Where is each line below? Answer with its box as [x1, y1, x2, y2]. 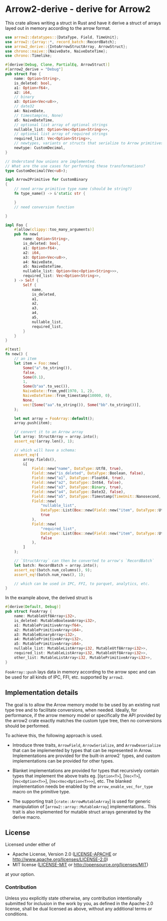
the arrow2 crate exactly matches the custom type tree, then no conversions [5, 717, 162, 723]
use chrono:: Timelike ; [5, 53, 52, 58]
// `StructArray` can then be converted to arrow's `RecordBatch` [14, 558, 155, 563]
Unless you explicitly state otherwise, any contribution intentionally [5, 895, 142, 901]
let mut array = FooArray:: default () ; [14, 416, 94, 421]
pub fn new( [14, 232, 39, 237]
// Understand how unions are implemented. [5, 159, 97, 164]
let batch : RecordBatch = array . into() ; [14, 563, 99, 568]
